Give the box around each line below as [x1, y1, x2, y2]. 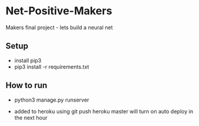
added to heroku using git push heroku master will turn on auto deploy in [14, 108, 194, 115]
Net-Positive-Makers [5, 4, 112, 18]
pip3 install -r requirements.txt [14, 63, 90, 70]
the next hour [14, 114, 48, 121]
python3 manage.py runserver [14, 96, 90, 103]
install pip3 [14, 56, 42, 64]
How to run [5, 80, 48, 90]
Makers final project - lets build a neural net [5, 24, 113, 31]
